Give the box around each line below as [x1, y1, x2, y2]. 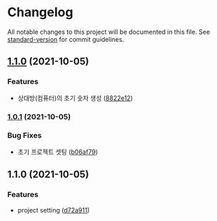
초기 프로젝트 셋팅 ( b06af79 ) [17, 148, 98, 156]
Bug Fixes [7, 131, 42, 141]
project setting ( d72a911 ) [17, 205, 90, 214]
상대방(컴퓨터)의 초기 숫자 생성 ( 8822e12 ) [17, 93, 133, 102]
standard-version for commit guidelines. [7, 35, 124, 43]
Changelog [7, 4, 74, 20]
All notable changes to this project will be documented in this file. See [7, 28, 211, 36]
